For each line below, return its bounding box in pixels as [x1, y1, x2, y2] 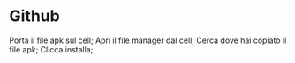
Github [9, 6, 60, 26]
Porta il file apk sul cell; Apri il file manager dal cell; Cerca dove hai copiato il [9, 35, 287, 45]
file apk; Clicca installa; [9, 44, 94, 54]
